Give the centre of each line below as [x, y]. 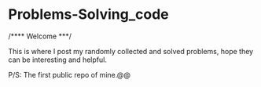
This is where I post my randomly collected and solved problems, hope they [131, 51]
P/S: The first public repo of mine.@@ [70, 74]
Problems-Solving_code [88, 14]
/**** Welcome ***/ [40, 36]
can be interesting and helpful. [58, 60]
